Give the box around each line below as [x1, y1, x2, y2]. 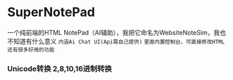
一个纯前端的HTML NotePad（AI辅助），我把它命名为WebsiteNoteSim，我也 [7, 28, 227, 36]
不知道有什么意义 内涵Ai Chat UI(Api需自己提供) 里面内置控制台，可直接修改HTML [7, 36, 225, 46]
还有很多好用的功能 [7, 46, 55, 53]
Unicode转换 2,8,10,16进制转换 [7, 64, 113, 74]
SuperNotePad [7, 4, 95, 20]
